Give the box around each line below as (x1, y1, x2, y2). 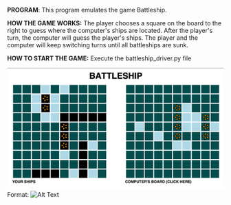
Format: (7, 190, 30, 198)
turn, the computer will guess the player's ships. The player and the (7, 34, 198, 42)
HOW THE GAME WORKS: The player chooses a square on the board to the (7, 19, 222, 27)
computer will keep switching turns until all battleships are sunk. (7, 41, 189, 49)
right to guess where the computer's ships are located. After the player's (7, 27, 213, 34)
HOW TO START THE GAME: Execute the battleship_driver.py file (7, 54, 192, 62)
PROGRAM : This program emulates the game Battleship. (7, 6, 167, 14)
